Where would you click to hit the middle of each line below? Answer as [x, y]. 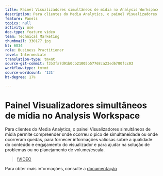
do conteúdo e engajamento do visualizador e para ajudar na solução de [77, 144]
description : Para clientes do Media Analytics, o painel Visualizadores [81, 14]
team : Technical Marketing [32, 37]
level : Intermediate [26, 55]
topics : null [18, 23]
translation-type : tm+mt [30, 59]
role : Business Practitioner [34, 50]
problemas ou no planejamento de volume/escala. [55, 150]
